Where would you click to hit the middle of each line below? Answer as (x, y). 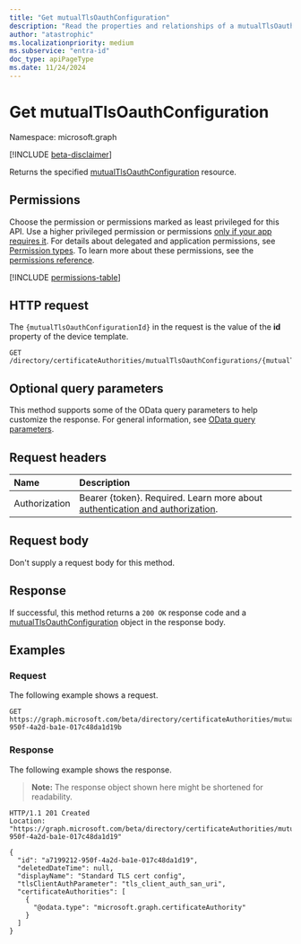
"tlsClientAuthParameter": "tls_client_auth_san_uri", (122, 884)
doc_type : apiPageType (52, 59)
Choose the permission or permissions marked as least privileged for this (144, 222)
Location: (28, 821)
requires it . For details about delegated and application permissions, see (142, 241)
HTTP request (49, 306)
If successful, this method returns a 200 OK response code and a (128, 613)
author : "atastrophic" (52, 34)
